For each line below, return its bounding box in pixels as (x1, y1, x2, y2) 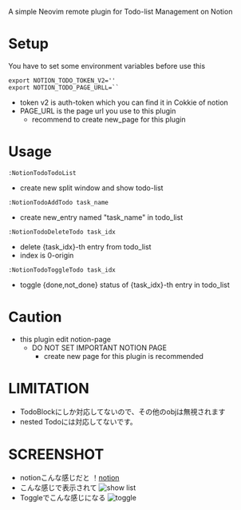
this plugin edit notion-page (19, 334, 112, 344)
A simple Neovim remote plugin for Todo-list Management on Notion (8, 7, 233, 16)
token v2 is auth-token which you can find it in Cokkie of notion (19, 98, 229, 107)
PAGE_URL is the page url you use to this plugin (19, 106, 176, 115)
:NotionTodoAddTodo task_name (8, 198, 109, 206)
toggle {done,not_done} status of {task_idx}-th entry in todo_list (19, 280, 230, 289)
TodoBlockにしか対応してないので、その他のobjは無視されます (19, 407, 226, 416)
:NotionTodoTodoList (8, 169, 77, 177)
